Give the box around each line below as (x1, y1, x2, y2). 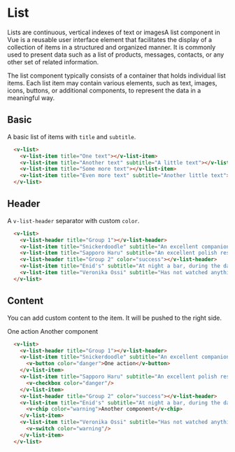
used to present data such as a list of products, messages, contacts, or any (7, 50, 225, 59)
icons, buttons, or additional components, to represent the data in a (7, 86, 201, 94)
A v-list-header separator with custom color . (7, 216, 140, 225)
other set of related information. (7, 57, 99, 66)
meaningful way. (7, 93, 55, 102)
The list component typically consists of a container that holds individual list (7, 71, 226, 80)
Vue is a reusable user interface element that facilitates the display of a (7, 35, 212, 43)
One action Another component (7, 327, 98, 335)
